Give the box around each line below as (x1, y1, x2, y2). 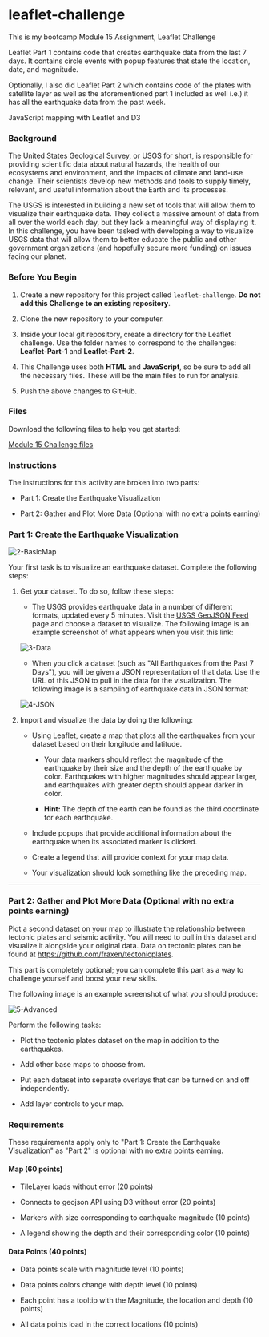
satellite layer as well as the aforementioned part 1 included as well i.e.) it (8, 88, 248, 98)
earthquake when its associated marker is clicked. (31, 837, 198, 847)
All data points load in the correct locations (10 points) (19, 1319, 199, 1329)
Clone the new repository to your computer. (19, 314, 164, 324)
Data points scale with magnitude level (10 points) (19, 1264, 184, 1275)
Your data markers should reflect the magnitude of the (43, 755, 223, 764)
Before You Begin (8, 272, 78, 283)
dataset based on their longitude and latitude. (31, 739, 183, 749)
